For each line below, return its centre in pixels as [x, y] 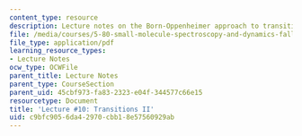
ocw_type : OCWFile [44, 68]
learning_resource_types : [58, 51]
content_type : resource [54, 17]
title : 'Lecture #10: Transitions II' [82, 109]
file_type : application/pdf [62, 42]
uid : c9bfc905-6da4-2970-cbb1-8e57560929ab [92, 117]
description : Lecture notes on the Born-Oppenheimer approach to [134, 26]
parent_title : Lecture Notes [64, 76]
